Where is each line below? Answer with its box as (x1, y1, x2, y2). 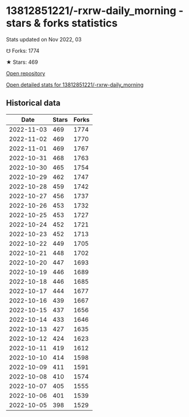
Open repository (6, 70, 45, 77)
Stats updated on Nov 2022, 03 (6, 36, 82, 43)
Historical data (6, 98, 61, 108)
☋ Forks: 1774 (6, 47, 40, 54)
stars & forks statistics (6, 16, 118, 30)
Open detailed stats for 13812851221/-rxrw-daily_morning (6, 81, 144, 88)
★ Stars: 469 (6, 58, 38, 66)
